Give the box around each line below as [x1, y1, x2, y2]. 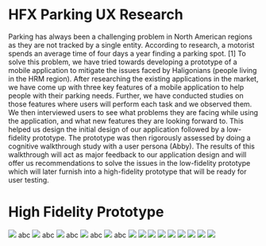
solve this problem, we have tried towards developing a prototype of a [8, 57, 237, 67]
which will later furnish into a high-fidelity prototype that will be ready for [8, 167, 247, 176]
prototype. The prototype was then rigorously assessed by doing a [32, 133, 252, 142]
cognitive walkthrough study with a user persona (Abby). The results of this [8, 141, 256, 151]
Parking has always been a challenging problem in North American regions [8, 32, 253, 41]
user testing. [8, 175, 49, 184]
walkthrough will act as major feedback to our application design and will [8, 149, 247, 160]
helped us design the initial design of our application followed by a [8, 125, 226, 134]
